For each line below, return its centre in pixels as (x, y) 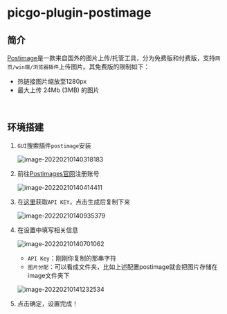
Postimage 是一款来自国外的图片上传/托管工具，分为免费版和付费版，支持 (111, 58)
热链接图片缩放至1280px (52, 81)
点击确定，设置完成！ (47, 304)
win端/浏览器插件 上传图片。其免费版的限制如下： (83, 67)
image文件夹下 (48, 275)
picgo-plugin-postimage (79, 13)
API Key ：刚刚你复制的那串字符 (72, 258)
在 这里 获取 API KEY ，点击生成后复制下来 (73, 202)
